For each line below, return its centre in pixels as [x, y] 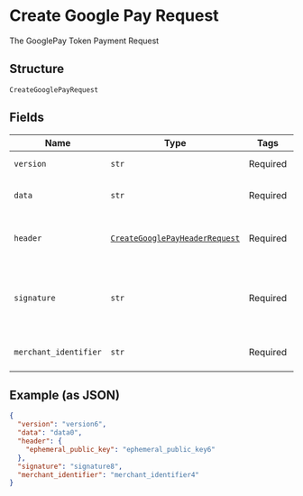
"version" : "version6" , [62, 425]
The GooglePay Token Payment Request [84, 41]
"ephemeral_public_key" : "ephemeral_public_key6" [121, 449]
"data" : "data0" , [50, 433]
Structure [37, 69]
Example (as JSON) [64, 395]
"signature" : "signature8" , [70, 466]
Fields [27, 118]
